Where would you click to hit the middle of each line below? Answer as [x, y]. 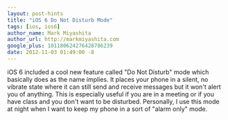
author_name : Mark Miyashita [49, 33]
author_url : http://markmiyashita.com [63, 40]
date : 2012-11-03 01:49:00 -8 [51, 53]
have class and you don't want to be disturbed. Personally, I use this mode [113, 101]
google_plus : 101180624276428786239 [60, 46]
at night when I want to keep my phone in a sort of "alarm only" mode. [107, 109]
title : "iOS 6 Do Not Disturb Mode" [60, 20]
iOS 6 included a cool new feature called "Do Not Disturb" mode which [108, 72]
